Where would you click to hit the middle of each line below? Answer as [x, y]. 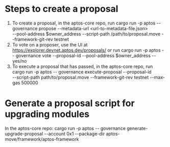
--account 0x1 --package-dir [75, 134]
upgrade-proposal [24, 134]
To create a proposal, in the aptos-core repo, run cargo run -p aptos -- [87, 23]
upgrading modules [47, 114]
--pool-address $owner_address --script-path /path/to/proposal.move [86, 34]
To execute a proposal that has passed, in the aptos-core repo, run [82, 66]
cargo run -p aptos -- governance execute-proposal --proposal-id [82, 71]
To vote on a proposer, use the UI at [50, 44]
